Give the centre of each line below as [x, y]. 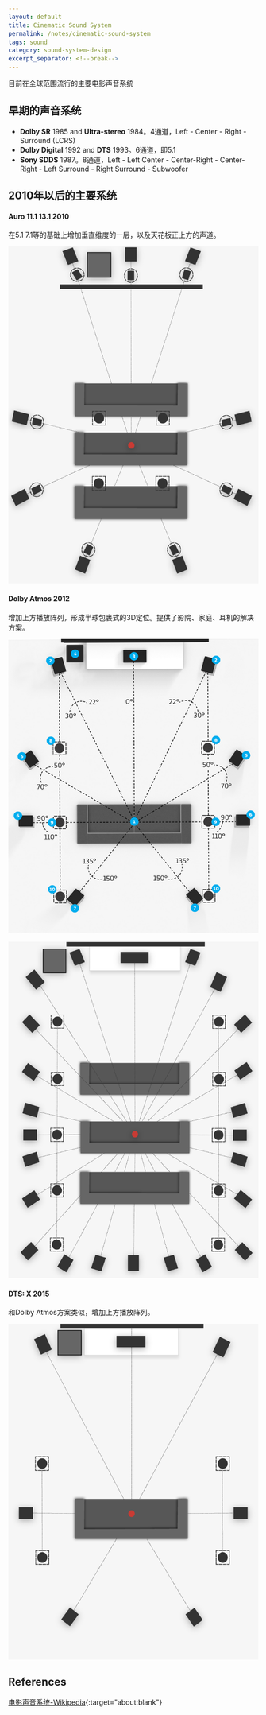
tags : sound [28, 42]
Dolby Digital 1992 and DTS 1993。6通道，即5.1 [98, 149]
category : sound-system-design [60, 50]
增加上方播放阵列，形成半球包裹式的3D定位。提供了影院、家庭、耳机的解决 [131, 617]
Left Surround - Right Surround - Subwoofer [116, 169]
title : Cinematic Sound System [60, 25]
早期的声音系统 [45, 111]
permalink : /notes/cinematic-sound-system [79, 33]
